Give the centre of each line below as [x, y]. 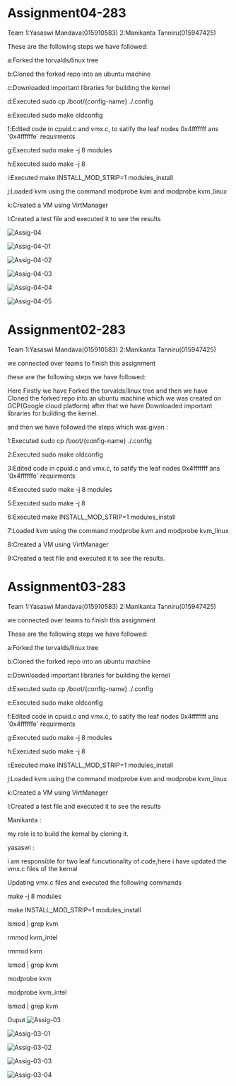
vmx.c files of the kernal [42, 868]
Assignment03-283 [66, 587]
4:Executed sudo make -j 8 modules [60, 489]
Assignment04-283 [67, 13]
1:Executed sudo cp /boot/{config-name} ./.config [79, 440]
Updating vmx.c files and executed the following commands [95, 882]
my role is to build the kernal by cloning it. [68, 834]
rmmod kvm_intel [33, 937]
